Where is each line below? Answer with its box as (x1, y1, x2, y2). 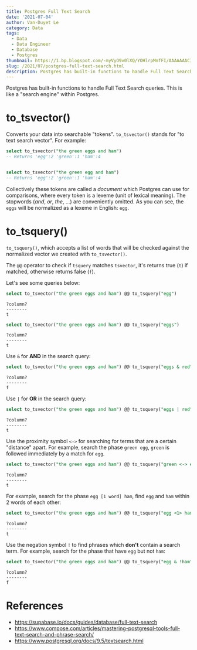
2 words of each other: (6, 499, 62, 506)
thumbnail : (6, 57, 33, 63)
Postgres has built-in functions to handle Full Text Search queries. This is (6, 84, 183, 91)
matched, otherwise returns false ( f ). (6, 268, 96, 275)
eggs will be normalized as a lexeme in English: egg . (6, 204, 129, 211)
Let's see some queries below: (6, 279, 80, 286)
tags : (6, 30, 19, 36)
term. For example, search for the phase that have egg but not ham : (6, 547, 166, 554)
